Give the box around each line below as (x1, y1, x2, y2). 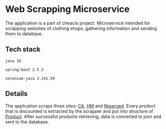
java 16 (5, 58, 22, 63)
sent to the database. (5, 118, 49, 124)
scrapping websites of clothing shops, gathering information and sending (5, 25, 157, 31)
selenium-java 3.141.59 (5, 76, 55, 81)
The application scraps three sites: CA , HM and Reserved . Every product (5, 102, 156, 108)
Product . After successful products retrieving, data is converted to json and (5, 113, 161, 119)
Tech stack (5, 45, 41, 53)
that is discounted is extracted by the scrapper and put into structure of (5, 108, 153, 114)
